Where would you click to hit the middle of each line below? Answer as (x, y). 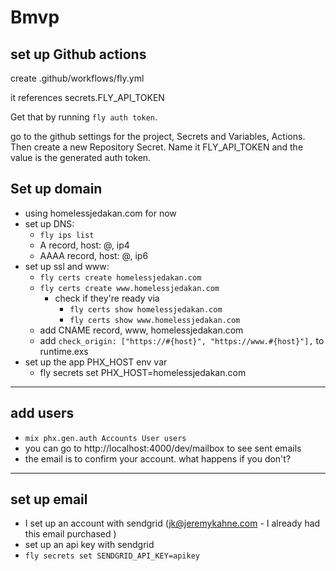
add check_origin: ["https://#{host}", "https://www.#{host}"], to (182, 340)
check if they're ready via (107, 298)
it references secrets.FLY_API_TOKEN (87, 97)
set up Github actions (78, 54)
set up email (49, 499)
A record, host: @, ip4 (84, 245)
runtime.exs (64, 351)
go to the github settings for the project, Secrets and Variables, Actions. (158, 136)
